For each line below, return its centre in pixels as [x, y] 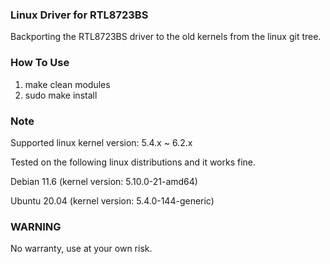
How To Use [40, 63]
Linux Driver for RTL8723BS [79, 15]
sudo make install [61, 95]
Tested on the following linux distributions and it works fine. [133, 162]
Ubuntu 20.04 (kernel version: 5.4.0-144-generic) [112, 200]
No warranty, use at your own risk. [81, 249]
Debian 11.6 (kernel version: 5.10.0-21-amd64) [104, 181]
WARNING [36, 226]
